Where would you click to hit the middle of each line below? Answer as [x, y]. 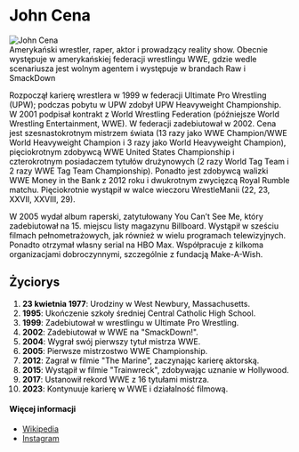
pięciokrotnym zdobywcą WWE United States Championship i [122, 151]
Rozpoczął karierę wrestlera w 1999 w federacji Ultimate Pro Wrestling [138, 95]
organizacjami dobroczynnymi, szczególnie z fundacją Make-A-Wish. [136, 254]
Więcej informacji [43, 409]
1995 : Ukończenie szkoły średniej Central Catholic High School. [139, 313]
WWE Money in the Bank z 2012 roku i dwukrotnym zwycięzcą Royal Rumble [149, 180]
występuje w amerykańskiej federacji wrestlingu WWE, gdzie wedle [133, 59]
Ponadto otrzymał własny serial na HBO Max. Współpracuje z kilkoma [137, 245]
